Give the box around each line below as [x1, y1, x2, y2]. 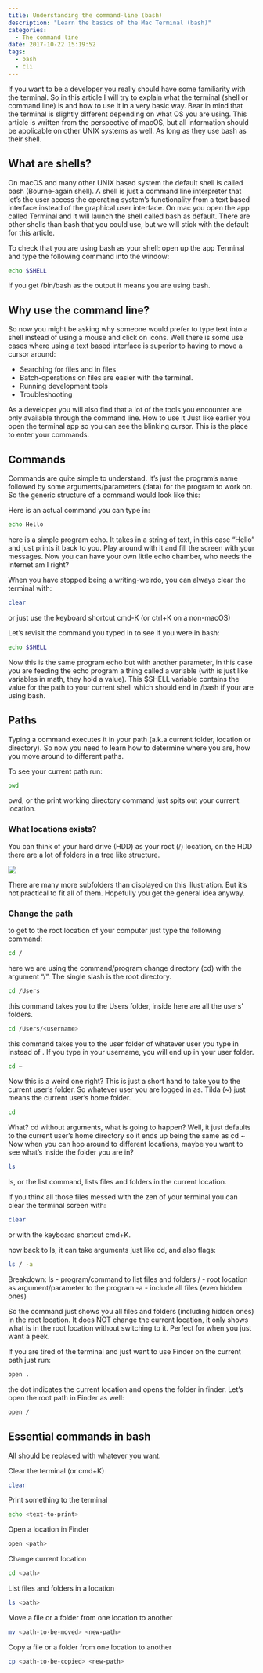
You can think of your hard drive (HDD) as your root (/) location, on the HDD [8, 841, 253, 851]
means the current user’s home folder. [8, 1093, 131, 1103]
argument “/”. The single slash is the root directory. [8, 972, 172, 981]
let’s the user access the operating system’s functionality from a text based [8, 194, 250, 204]
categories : [8, 26, 47, 34]
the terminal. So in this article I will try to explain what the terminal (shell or [8, 92, 248, 102]
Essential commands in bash [8, 1430, 151, 1444]
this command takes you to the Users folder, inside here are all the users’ [8, 1001, 244, 1010]
